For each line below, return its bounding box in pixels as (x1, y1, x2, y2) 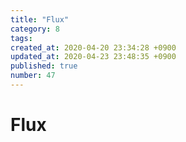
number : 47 (10, 71, 56, 81)
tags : (10, 33, 33, 43)
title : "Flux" (10, 14, 70, 25)
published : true (10, 61, 78, 71)
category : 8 (10, 24, 60, 34)
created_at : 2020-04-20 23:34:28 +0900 (10, 42, 177, 53)
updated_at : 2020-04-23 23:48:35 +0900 (10, 52, 177, 62)
